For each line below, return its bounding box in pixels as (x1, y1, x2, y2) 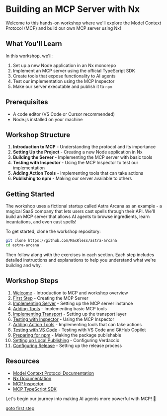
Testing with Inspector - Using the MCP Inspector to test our (12, 160, 139, 166)
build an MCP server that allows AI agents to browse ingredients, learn (5, 213, 150, 219)
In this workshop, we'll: (5, 53, 53, 59)
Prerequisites (5, 98, 48, 106)
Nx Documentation (12, 375, 52, 381)
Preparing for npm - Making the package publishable (12, 332, 121, 338)
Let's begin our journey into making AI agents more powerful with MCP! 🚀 (5, 396, 156, 402)
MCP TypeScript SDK (12, 386, 57, 392)
